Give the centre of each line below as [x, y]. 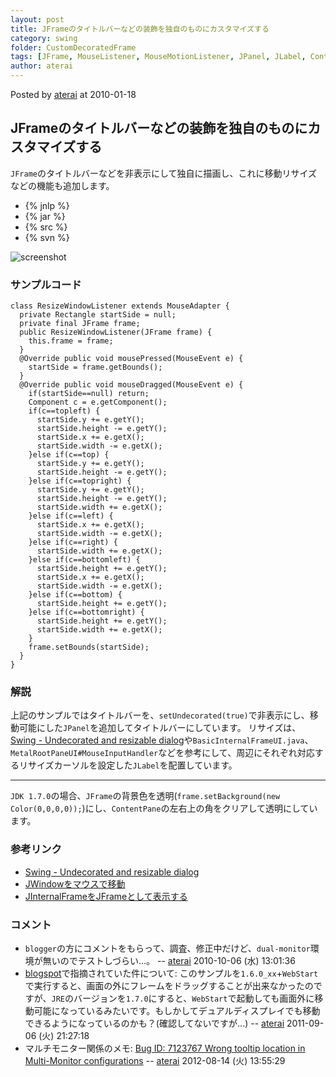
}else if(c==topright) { [80, 481]
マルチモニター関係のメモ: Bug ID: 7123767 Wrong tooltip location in [165, 1048]
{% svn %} [47, 237]
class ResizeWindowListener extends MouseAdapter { [120, 306]
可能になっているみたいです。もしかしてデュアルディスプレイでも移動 [177, 1010]
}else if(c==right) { [73, 542]
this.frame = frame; [71, 341]
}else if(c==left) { [71, 516]
